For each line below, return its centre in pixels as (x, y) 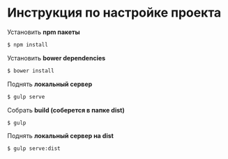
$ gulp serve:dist (34, 149)
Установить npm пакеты (44, 32)
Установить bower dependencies (56, 58)
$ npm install (28, 44)
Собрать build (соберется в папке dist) (66, 110)
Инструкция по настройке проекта (114, 13)
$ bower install (31, 71)
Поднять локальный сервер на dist (60, 136)
